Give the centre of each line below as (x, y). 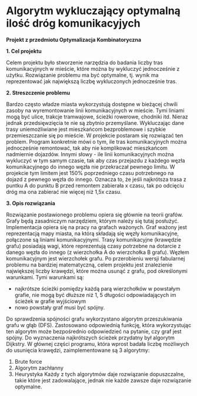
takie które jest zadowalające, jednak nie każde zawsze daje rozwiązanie (103, 380)
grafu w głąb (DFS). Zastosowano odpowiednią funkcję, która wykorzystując (99, 325)
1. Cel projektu (24, 51)
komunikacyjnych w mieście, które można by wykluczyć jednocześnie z (93, 68)
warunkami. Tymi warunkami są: (45, 277)
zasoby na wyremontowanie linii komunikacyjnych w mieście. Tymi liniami (95, 110)
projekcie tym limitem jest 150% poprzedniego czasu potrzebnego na (90, 173)
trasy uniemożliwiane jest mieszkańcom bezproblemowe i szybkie (86, 129)
